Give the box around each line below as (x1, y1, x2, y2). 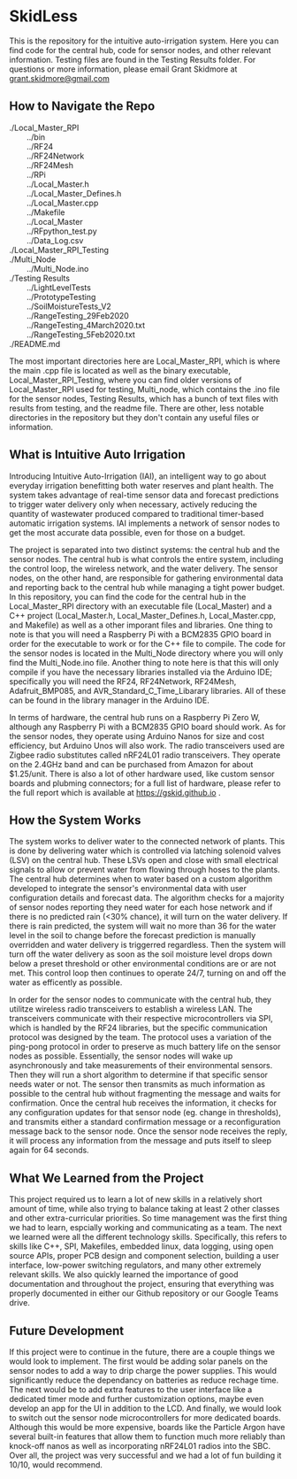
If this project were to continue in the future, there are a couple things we (9, 1347, 276, 1357)
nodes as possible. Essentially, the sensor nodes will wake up (9, 1051, 233, 1061)
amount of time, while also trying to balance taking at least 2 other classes (9, 1204, 280, 1214)
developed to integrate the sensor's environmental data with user (9, 883, 247, 894)
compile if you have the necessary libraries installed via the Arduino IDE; (9, 666, 272, 677)
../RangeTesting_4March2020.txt (26, 320, 146, 330)
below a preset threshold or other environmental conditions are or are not (9, 959, 277, 969)
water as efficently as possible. (9, 977, 123, 988)
